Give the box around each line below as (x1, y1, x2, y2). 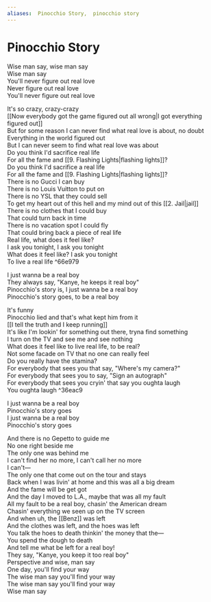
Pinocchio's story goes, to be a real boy (7, 292, 119, 301)
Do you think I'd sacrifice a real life (7, 162, 105, 171)
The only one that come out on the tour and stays (7, 471, 147, 479)
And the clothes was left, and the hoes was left (7, 521, 140, 529)
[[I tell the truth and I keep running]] (7, 320, 108, 329)
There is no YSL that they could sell (7, 192, 108, 200)
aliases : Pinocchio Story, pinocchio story (7, 10, 139, 17)
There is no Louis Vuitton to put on (7, 184, 105, 192)
